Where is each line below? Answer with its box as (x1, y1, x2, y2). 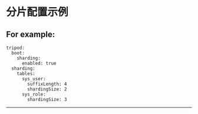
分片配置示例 (6, 5, 69, 19)
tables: (16, 71, 35, 77)
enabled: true (21, 60, 57, 66)
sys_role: (21, 92, 46, 97)
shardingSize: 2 (27, 86, 67, 92)
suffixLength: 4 (27, 81, 67, 87)
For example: (6, 29, 55, 39)
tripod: (6, 45, 25, 51)
